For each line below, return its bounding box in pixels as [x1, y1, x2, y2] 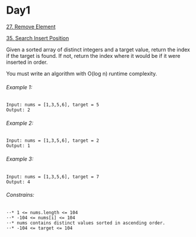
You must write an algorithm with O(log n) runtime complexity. [6, 70, 158, 77]
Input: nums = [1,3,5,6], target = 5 [6, 102, 99, 108]
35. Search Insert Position [6, 34, 69, 41]
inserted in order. [6, 59, 49, 66]
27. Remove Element [6, 23, 56, 30]
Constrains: [6, 191, 34, 199]
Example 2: [6, 119, 34, 126]
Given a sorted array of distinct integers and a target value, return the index [6, 46, 191, 53]
